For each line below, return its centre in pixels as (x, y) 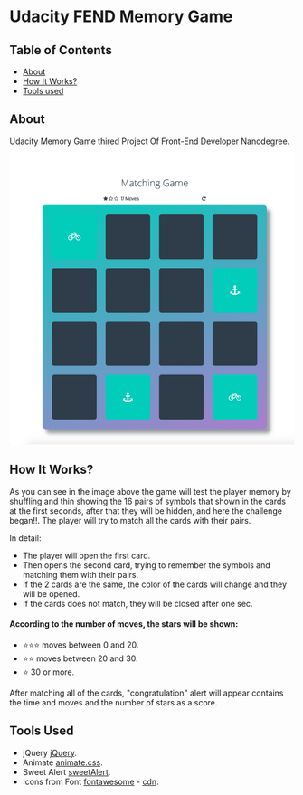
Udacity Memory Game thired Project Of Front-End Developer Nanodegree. (150, 141)
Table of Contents (61, 50)
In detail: (26, 538)
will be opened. (51, 593)
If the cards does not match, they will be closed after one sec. (137, 603)
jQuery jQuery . (49, 752)
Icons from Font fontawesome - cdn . (91, 781)
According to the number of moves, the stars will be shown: (124, 624)
